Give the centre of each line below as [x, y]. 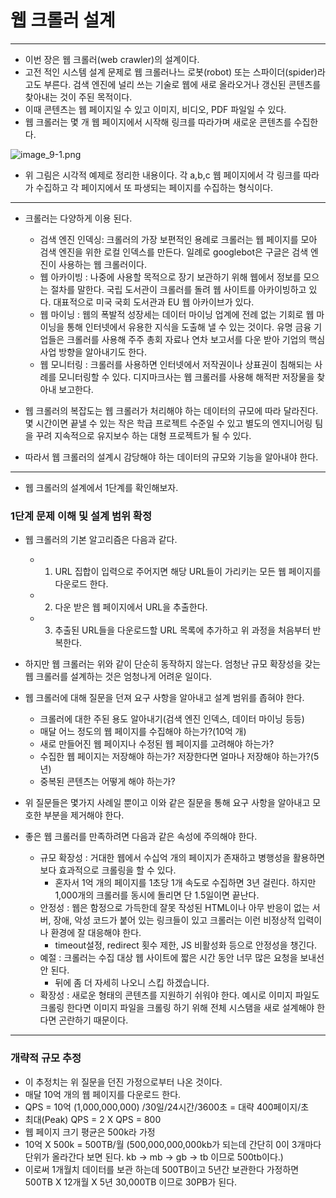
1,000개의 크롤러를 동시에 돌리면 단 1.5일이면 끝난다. [157, 895]
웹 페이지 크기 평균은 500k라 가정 [90, 1132]
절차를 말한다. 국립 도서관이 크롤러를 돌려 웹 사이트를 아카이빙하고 [178, 289]
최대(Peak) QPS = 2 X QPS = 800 [93, 1119]
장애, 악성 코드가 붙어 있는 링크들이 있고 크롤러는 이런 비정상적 [174, 920]
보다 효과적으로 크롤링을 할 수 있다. [108, 870]
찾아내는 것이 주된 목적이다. [78, 97]
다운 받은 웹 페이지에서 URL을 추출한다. [131, 607]
